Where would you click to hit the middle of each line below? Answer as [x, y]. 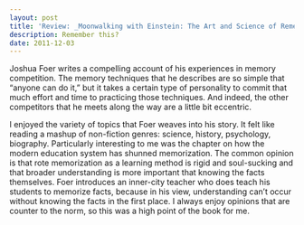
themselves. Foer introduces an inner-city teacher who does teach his [140, 183]
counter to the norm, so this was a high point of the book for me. [130, 211]
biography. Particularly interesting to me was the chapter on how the [137, 144]
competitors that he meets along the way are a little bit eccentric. [130, 107]
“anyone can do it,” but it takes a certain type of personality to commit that [148, 88]
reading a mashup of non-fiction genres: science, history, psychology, [140, 134]
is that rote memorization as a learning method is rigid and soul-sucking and [152, 163]
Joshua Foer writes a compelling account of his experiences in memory [142, 69]
